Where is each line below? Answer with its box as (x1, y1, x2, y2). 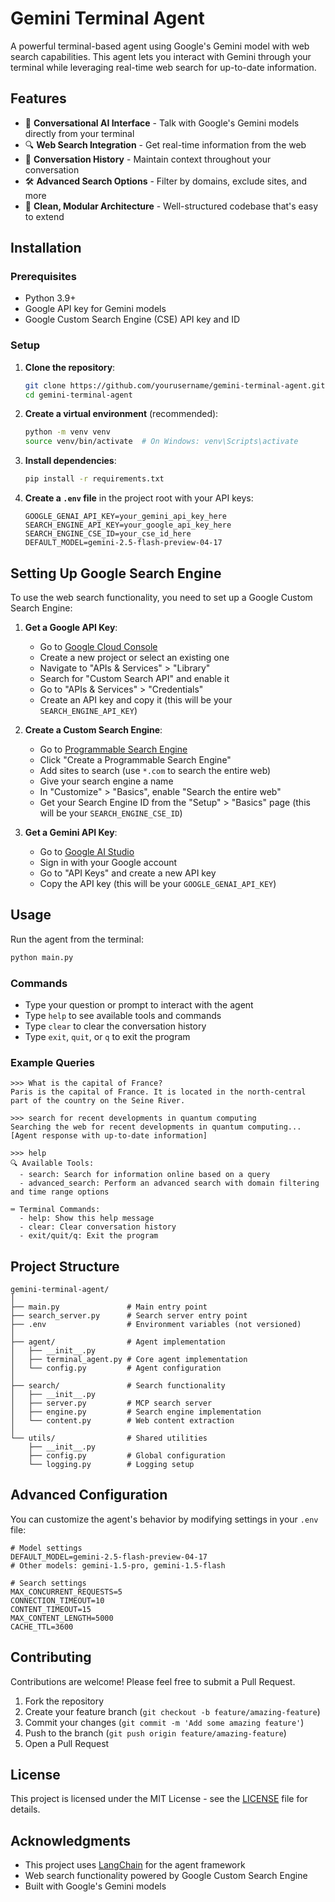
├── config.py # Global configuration (28, 1451, 226, 1461)
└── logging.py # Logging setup (28, 1460, 195, 1470)
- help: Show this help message (19, 1213, 155, 1224)
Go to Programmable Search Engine (39, 743, 188, 755)
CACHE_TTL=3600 (10, 1622, 74, 1632)
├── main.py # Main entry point (10, 1302, 208, 1312)
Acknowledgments (10, 1832, 132, 1849)
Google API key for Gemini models (24, 303, 167, 315)
